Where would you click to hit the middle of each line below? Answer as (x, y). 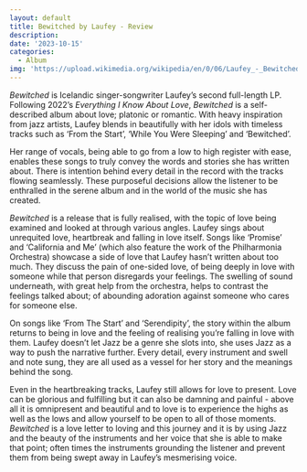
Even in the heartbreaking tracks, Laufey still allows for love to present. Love (153, 389)
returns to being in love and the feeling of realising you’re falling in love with (152, 333)
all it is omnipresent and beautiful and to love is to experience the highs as (149, 409)
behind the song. (41, 371)
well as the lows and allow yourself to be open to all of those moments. (143, 418)
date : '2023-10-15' (47, 43)
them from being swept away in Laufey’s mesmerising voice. (123, 457)
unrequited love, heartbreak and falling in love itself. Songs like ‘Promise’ (146, 237)
